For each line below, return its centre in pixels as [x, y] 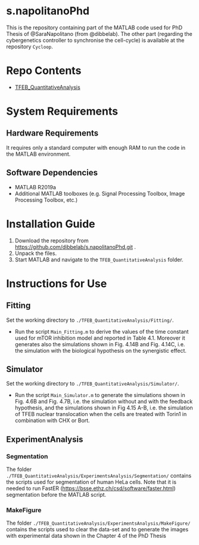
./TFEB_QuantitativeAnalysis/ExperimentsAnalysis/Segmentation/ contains [99, 476]
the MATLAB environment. [38, 154]
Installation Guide [51, 224]
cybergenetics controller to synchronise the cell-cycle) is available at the [95, 40]
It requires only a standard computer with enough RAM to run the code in [96, 147]
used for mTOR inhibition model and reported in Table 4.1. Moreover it [100, 338]
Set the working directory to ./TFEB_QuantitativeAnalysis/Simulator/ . [93, 384]
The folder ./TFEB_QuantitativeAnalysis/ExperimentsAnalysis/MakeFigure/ [98, 523]
